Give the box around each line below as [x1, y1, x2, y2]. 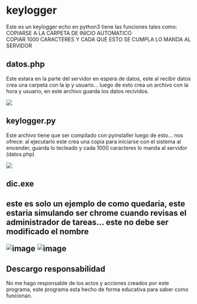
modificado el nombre [6, 226, 89, 237]
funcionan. [6, 292, 33, 299]
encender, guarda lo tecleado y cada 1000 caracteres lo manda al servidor [6, 144, 188, 151]
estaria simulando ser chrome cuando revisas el [6, 208, 187, 218]
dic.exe [6, 178, 34, 188]
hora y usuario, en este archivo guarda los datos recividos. [6, 87, 149, 95]
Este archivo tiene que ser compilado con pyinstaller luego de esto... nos [6, 132, 183, 139]
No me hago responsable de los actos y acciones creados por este [6, 280, 170, 287]
